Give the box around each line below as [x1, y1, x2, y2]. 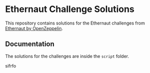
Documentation [5, 40, 55, 48]
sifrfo [5, 62, 16, 68]
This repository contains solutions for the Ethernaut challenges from [5, 20, 146, 26]
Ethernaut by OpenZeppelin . [5, 25, 63, 31]
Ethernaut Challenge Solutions [5, 3, 135, 15]
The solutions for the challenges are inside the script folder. [5, 53, 130, 59]
